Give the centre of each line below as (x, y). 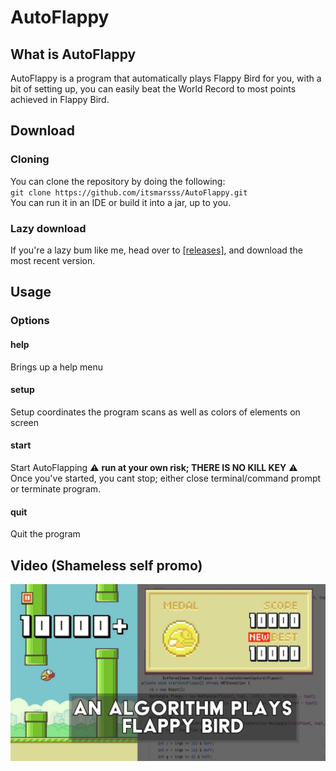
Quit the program (45, 534)
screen (25, 422)
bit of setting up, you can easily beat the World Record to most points (153, 89)
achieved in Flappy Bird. (60, 99)
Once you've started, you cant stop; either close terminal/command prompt (166, 478)
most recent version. (53, 260)
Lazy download (48, 228)
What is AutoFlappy (73, 54)
